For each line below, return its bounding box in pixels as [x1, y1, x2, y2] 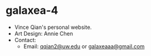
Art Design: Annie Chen [14, 30, 73, 37]
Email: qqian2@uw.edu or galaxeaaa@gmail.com [23, 43, 145, 50]
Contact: [14, 36, 36, 43]
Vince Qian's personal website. [14, 23, 92, 31]
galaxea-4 [5, 4, 59, 17]
